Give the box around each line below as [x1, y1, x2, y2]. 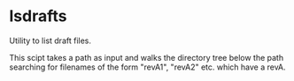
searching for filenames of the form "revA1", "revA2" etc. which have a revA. [9, 62, 286, 72]
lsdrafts [9, 6, 67, 26]
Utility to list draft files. [9, 35, 91, 46]
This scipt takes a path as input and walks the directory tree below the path [9, 52, 284, 63]
